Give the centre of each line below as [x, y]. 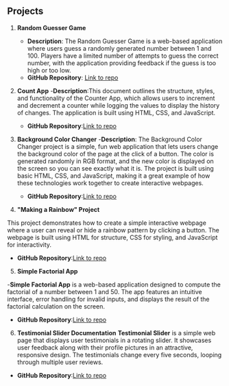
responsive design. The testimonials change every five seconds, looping [119, 354]
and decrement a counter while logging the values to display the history [118, 105]
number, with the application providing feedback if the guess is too [122, 63]
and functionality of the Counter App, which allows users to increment [116, 98]
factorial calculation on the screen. [56, 306]
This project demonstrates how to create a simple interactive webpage [107, 223]
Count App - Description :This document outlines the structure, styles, [116, 91]
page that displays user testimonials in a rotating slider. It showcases [114, 340]
